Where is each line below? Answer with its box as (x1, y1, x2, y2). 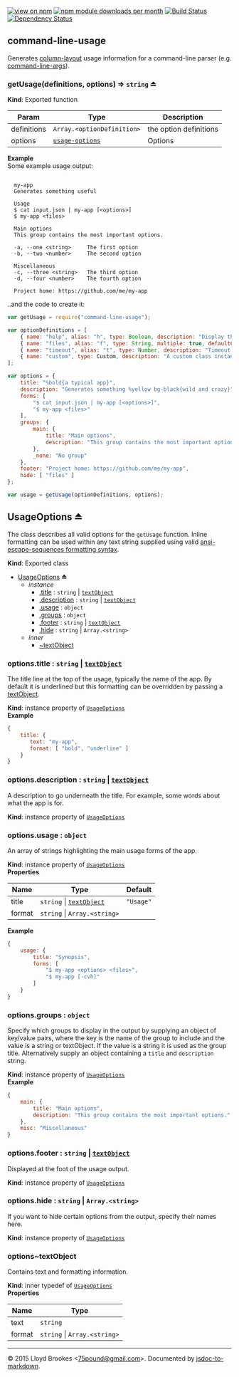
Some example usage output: (7, 162, 94, 170)
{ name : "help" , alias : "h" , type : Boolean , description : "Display (20, 333, 225, 340)
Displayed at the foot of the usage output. (7, 1164, 129, 1173)
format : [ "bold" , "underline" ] (29, 745, 129, 752)
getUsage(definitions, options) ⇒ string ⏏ (7, 79, 157, 89)
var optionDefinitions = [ (7, 326, 87, 334)
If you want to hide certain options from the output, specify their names (7, 1212, 217, 1220)
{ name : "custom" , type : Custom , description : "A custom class (20, 353, 212, 360)
